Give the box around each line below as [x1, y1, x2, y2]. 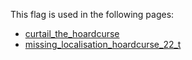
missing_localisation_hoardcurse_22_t [24, 39, 182, 50]
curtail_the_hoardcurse [24, 28, 120, 39]
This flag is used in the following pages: [10, 9, 175, 20]
